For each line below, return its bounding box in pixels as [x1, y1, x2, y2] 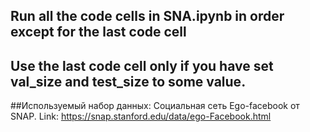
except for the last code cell [10, 24, 187, 41]
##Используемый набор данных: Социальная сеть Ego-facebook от [10, 100, 300, 112]
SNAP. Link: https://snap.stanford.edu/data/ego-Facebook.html [10, 110, 272, 123]
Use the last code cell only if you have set [10, 57, 274, 74]
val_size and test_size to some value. [10, 73, 247, 90]
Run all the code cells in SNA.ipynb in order [10, 8, 285, 25]
